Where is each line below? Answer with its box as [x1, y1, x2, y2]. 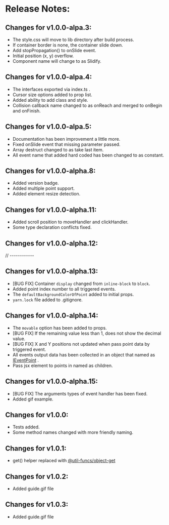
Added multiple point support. [12, 185, 75, 191]
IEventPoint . [12, 357, 39, 363]
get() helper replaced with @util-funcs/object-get [12, 458, 116, 464]
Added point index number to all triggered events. [12, 286, 116, 292]
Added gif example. [12, 396, 54, 402]
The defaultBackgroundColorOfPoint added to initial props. [12, 291, 134, 297]
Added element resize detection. [12, 191, 81, 197]
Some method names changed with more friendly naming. [12, 429, 134, 435]
